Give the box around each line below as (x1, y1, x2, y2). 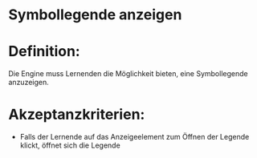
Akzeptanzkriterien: (8, 106, 145, 124)
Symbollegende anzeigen (8, 6, 182, 24)
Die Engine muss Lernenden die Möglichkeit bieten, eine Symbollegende (8, 69, 248, 79)
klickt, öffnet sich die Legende (19, 140, 120, 150)
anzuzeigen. (8, 78, 50, 87)
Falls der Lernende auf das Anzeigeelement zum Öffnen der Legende (19, 132, 250, 142)
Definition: (8, 43, 80, 61)
